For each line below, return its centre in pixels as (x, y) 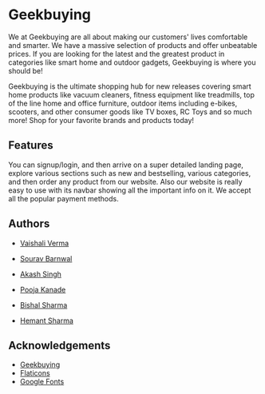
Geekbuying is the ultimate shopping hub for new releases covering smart (130, 86)
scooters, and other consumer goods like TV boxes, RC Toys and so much (130, 111)
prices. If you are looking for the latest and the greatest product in (117, 54)
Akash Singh (41, 274)
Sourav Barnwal (46, 258)
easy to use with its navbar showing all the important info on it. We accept (130, 190)
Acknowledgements (59, 345)
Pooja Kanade (43, 289)
